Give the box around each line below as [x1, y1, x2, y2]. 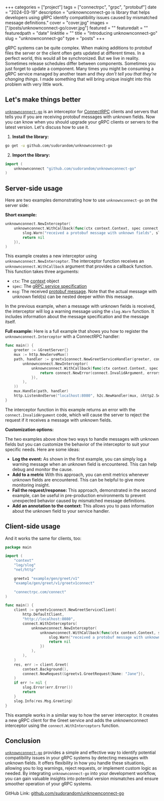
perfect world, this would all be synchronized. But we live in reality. [5, 55, 140, 61]
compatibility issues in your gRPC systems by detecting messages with [5, 755, 148, 761]
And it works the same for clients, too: [5, 535, 82, 541]
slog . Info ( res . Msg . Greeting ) [14, 699, 73, 703]
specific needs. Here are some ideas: [5, 446, 80, 452]
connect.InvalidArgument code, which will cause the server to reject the [5, 412, 150, 418]
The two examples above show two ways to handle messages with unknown [5, 436, 159, 442]
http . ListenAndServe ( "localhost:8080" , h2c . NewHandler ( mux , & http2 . [14, 393, 156, 398]
